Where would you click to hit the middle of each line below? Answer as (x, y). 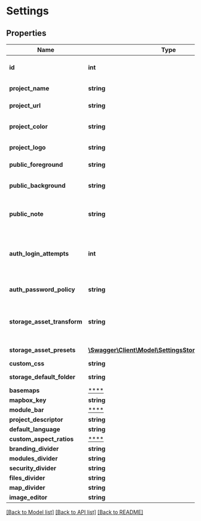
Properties (26, 33)
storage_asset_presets (42, 350)
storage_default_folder (42, 377)
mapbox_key (28, 400)
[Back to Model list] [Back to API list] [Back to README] (75, 512)
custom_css (27, 363)
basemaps (25, 390)
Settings (28, 11)
